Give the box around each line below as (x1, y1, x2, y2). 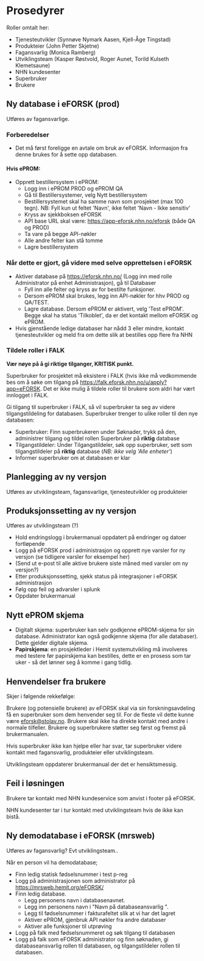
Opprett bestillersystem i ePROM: (15, 179, 99, 186)
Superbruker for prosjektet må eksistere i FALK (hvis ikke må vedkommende (6, 372, 197, 379)
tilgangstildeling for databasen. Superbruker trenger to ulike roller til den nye (6, 410, 198, 417)
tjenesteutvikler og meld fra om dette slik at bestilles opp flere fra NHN (15, 331, 193, 338)
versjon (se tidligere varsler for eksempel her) (15, 553, 130, 561)
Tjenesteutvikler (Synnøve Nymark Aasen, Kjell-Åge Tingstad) (15, 35, 171, 43)
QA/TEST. (24, 298, 49, 306)
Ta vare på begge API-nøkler (24, 230, 97, 238)
